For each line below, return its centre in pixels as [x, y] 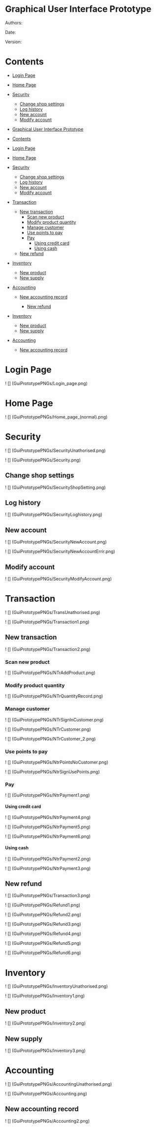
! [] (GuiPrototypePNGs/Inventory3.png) [46, 1050]
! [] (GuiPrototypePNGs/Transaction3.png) [48, 896]
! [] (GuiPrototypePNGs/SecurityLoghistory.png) [54, 515]
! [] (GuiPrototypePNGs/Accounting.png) [46, 1094]
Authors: [14, 23]
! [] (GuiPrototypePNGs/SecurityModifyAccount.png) [59, 579]
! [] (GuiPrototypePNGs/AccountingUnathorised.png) [59, 1084]
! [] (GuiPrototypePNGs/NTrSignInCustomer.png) [54, 719]
